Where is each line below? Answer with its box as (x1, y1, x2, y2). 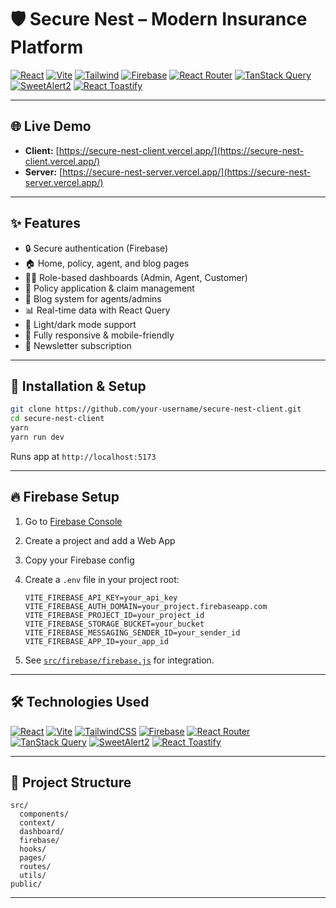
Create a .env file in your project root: (24, 573, 180, 585)
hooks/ (19, 844, 47, 855)
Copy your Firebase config (24, 554, 135, 566)
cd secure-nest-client (10, 414, 105, 424)
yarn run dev (10, 432, 65, 442)
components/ (19, 809, 70, 820)
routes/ (19, 862, 52, 872)
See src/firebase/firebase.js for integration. (24, 654, 215, 666)
